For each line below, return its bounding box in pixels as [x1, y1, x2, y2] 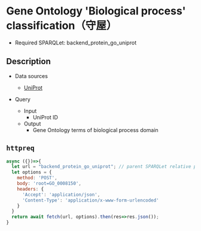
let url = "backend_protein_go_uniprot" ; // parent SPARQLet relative [11, 164, 191, 170]
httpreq [6, 144, 35, 152]
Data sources [14, 72, 48, 79]
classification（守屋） [6, 19, 117, 32]
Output [23, 120, 41, 127]
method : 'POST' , [17, 175, 58, 181]
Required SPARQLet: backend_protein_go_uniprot [14, 39, 136, 46]
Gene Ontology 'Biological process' [6, 4, 186, 18]
